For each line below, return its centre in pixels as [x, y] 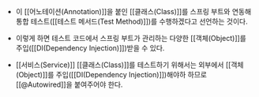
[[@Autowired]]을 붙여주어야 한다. [69, 84]
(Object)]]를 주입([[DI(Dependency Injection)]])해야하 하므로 [111, 75]
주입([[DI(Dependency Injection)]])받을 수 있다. [90, 48]
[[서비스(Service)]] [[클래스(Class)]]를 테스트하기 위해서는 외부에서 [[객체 [129, 65]
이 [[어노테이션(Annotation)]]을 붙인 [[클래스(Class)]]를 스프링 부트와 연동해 [133, 11]
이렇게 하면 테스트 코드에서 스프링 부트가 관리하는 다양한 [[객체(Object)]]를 [131, 38]
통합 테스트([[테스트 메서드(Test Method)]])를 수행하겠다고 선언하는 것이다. [132, 21]
